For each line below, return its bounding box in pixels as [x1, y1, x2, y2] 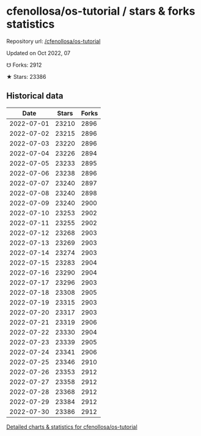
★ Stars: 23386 [6, 73, 46, 80]
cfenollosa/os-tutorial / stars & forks [6, 4, 196, 18]
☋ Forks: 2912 [6, 61, 42, 68]
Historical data [6, 91, 64, 102]
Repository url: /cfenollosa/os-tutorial [6, 37, 101, 45]
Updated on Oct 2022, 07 [6, 49, 71, 56]
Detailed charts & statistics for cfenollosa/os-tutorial [6, 423, 137, 430]
